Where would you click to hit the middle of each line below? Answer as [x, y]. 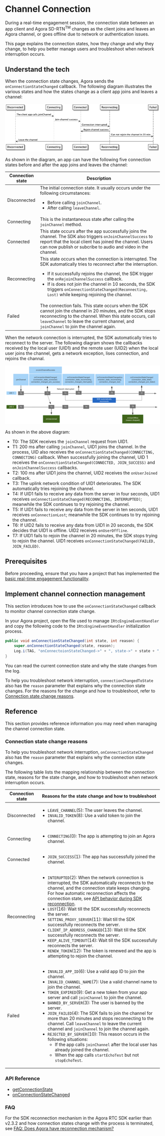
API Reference [23, 1078]
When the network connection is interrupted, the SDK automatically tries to [81, 338]
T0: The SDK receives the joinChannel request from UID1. [70, 441]
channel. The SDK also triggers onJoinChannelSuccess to [96, 236]
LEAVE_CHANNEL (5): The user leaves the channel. [95, 810]
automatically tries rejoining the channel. [53, 489]
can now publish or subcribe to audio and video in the [94, 246]
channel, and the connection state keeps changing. [99, 888]
